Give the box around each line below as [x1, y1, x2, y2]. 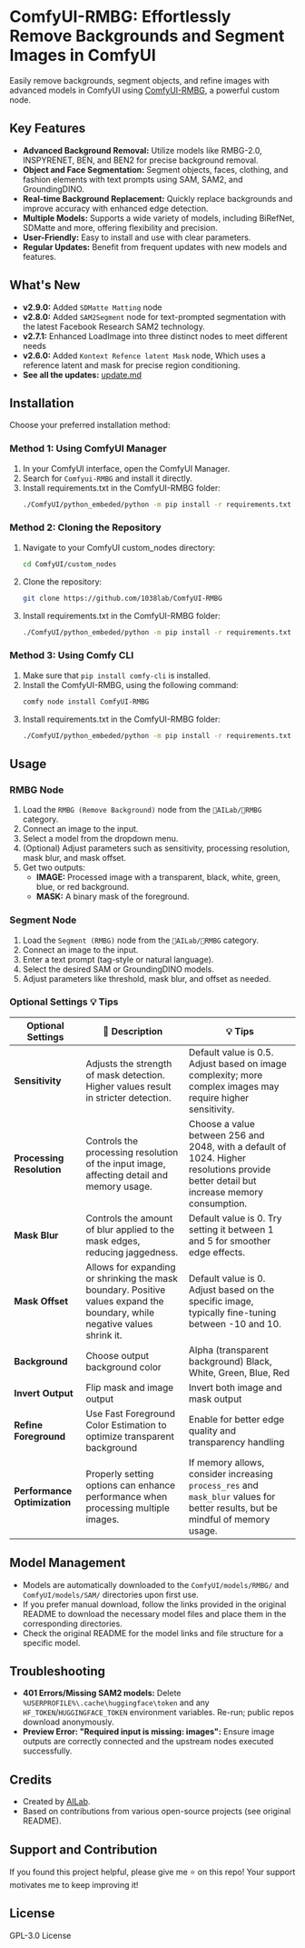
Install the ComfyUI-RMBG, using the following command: [22, 679, 239, 690]
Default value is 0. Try [189, 1212, 282, 1224]
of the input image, [85, 1157, 166, 1170]
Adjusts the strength [85, 1057, 172, 1070]
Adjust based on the [189, 1284, 275, 1296]
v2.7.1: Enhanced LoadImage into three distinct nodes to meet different [22, 330, 288, 342]
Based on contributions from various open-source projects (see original [22, 1806, 291, 1817]
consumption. [189, 1197, 248, 1210]
